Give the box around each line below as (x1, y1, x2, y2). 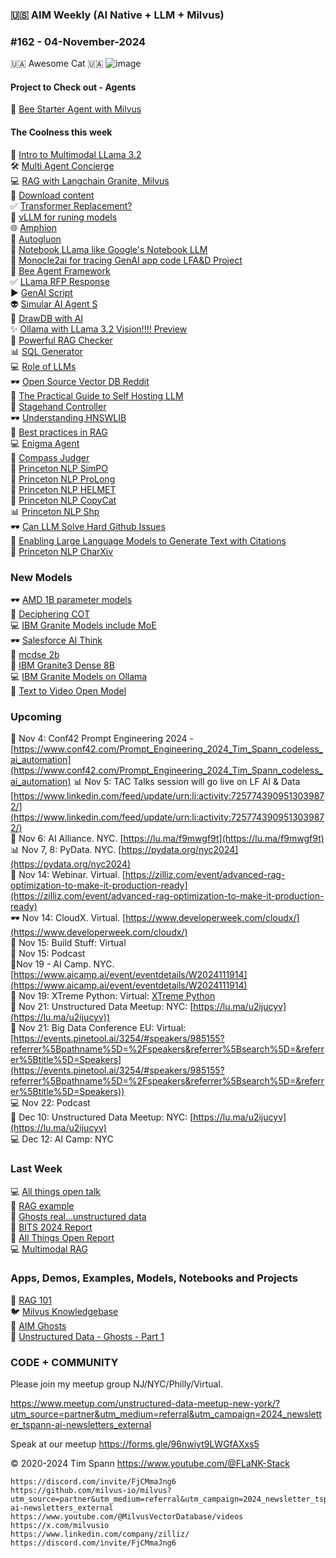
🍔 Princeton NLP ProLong (10, 473, 116, 485)
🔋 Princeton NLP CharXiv (10, 545, 114, 557)
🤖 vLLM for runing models (10, 211, 118, 223)
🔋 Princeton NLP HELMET (10, 483, 117, 495)
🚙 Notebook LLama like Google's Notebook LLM (10, 243, 208, 255)
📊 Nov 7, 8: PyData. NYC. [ (10, 844, 122, 856)
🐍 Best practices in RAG (10, 426, 108, 438)
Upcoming (10, 709, 62, 723)
